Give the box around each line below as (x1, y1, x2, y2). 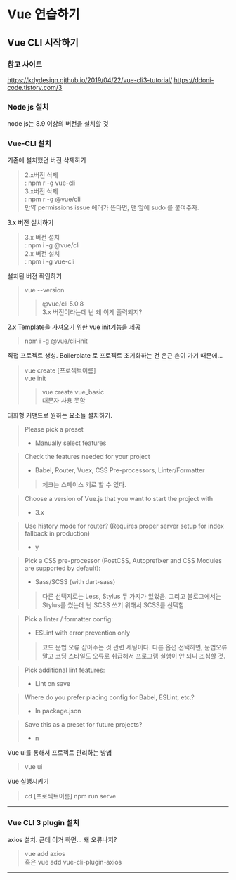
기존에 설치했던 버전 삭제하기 (7, 156, 86, 164)
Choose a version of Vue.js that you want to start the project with (24, 495, 214, 503)
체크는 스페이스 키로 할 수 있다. (41, 481, 126, 489)
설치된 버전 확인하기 (7, 272, 62, 280)
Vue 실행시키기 (7, 777, 49, 786)
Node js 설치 (7, 102, 49, 112)
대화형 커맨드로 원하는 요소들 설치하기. (7, 411, 112, 420)
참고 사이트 (7, 59, 43, 69)
